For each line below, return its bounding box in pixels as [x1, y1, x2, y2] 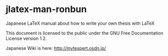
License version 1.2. [6, 35, 47, 41]
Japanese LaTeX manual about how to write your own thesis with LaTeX [6, 20, 155, 26]
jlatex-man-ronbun [6, 4, 87, 15]
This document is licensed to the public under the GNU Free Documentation [6, 30, 163, 36]
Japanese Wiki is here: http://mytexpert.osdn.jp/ [6, 45, 106, 51]
